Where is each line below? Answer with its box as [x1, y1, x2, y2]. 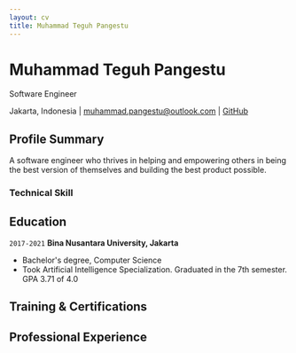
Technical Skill [9, 187, 74, 200]
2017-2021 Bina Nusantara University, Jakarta [9, 237, 179, 248]
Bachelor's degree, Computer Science [21, 255, 162, 265]
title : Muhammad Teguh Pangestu [9, 21, 129, 30]
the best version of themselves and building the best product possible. [9, 165, 268, 176]
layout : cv [9, 12, 50, 22]
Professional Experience [9, 329, 148, 344]
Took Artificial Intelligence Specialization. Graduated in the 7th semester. [21, 263, 288, 275]
